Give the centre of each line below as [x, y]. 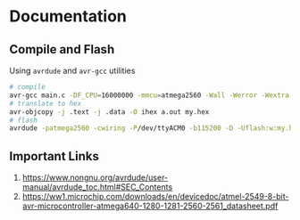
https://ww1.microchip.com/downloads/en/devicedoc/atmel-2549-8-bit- [155, 197]
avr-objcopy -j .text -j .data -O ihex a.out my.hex [109, 112]
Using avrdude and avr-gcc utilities [72, 70]
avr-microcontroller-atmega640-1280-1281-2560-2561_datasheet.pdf [150, 206]
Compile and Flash [62, 49]
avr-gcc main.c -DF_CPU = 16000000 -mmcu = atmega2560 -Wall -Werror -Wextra [150, 95]
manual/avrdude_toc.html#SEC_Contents [97, 187]
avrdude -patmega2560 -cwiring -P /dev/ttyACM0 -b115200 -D [121, 128]
